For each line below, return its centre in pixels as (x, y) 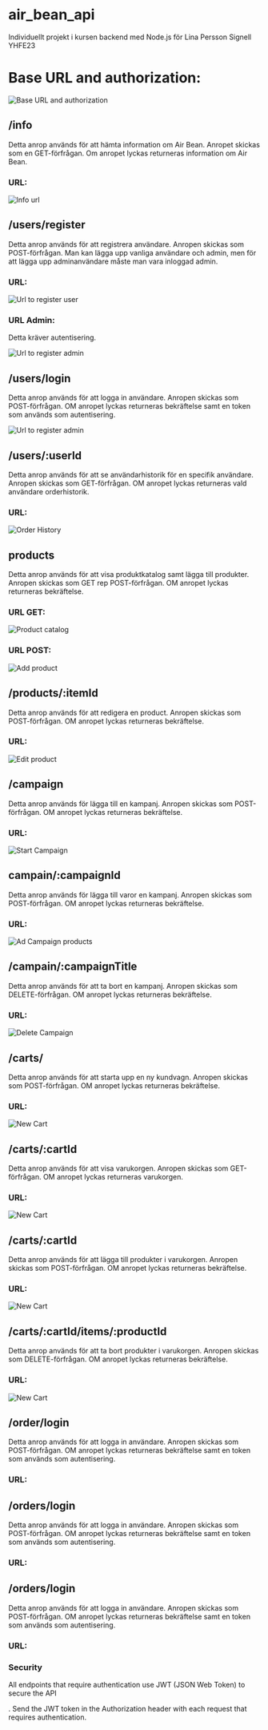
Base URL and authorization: (105, 78)
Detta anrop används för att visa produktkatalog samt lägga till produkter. (129, 575)
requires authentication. (48, 1717)
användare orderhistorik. (49, 492)
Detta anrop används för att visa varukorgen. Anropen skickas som (118, 1168)
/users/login (40, 378)
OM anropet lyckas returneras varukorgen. (113, 1177)
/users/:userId (45, 456)
